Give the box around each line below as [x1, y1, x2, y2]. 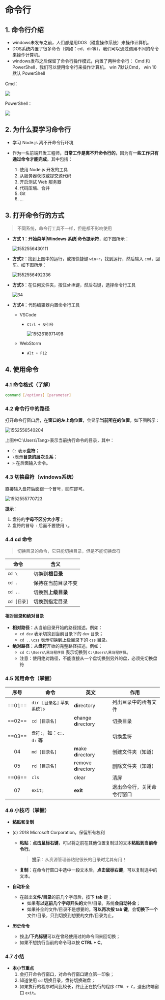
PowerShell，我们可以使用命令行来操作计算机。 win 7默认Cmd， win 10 [12, 64, 157, 70]
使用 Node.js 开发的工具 [19, 166, 68, 172]
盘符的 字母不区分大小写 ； [12, 516, 64, 522]
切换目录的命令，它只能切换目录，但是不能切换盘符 [17, 548, 121, 554]
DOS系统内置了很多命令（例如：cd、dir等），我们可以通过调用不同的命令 [12, 46, 159, 52]
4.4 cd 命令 [5, 536, 32, 543]
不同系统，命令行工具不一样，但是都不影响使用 [17, 225, 112, 231]
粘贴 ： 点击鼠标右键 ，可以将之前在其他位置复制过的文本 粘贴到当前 [19, 840, 153, 845]
